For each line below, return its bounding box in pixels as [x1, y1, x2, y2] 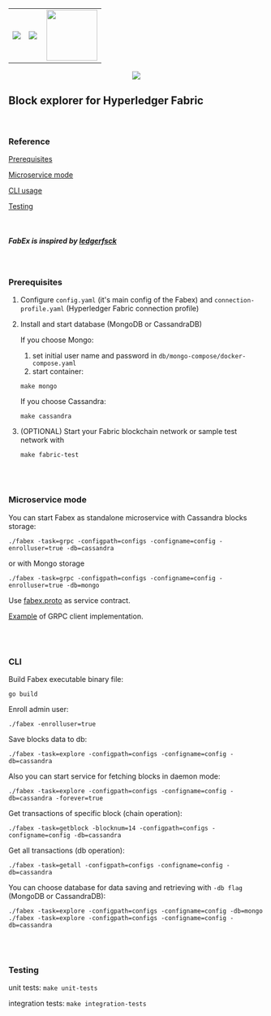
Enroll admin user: [8, 704, 69, 714]
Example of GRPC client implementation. [8, 611, 144, 621]
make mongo [19, 382, 58, 391]
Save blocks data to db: [8, 734, 88, 744]
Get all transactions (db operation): [8, 845, 125, 855]
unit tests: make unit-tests [8, 983, 98, 992]
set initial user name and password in [32, 351, 157, 361]
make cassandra [19, 412, 72, 421]
